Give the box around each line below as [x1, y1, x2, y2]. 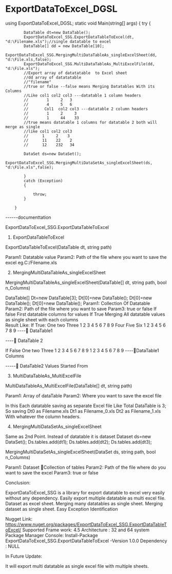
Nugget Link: [5, 515, 32, 522]
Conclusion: [5, 480, 31, 486]
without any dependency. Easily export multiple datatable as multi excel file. [5, 495, 166, 501]
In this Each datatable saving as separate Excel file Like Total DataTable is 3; [5, 403, 166, 409]
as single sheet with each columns [5, 316, 79, 322]
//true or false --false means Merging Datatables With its [24, 84, 155, 89]
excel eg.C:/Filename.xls [5, 259, 58, 265]
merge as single [5, 124, 40, 129]
